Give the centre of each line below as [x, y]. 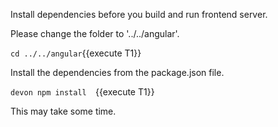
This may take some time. [63, 111]
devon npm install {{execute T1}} [82, 92]
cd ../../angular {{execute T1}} [76, 53]
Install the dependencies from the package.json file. [117, 72]
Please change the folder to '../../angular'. [95, 33]
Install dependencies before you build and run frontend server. [139, 14]
